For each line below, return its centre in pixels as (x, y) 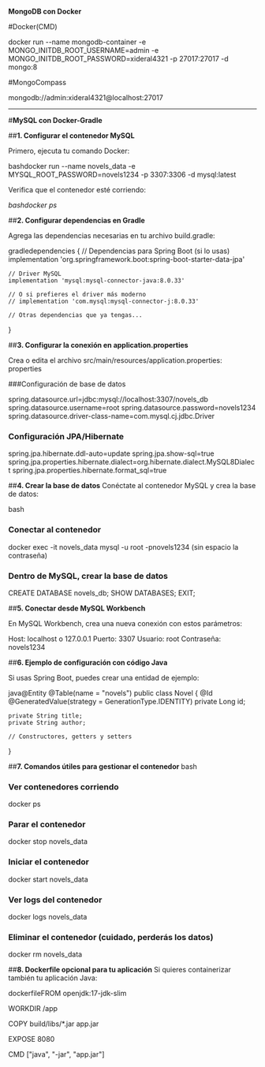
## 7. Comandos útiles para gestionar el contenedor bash (103, 766)
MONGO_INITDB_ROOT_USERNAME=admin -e (84, 50)
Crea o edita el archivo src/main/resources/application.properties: (115, 360)
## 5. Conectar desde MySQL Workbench (77, 608)
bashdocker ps (33, 205)
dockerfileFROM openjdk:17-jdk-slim (67, 994)
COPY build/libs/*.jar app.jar (54, 1024)
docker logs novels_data (48, 917)
